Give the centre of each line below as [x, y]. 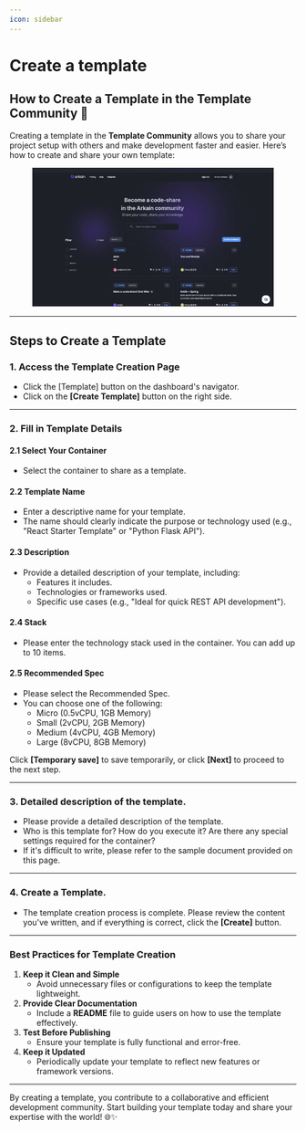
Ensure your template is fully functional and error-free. [138, 1042]
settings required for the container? [89, 841]
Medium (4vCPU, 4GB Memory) [96, 733]
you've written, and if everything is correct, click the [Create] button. [152, 922]
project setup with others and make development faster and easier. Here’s [148, 145]
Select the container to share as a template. [104, 471]
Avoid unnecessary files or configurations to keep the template [154, 984]
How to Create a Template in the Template [131, 99]
